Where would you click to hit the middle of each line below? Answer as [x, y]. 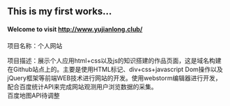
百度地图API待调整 [34, 95]
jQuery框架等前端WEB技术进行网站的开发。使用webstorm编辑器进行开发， [114, 78]
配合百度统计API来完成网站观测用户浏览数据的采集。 [83, 86]
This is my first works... [60, 12]
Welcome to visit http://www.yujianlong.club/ [75, 29]
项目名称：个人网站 [35, 45]
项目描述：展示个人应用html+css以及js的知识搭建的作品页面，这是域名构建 [114, 60]
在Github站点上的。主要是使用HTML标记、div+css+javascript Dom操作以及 [115, 69]
